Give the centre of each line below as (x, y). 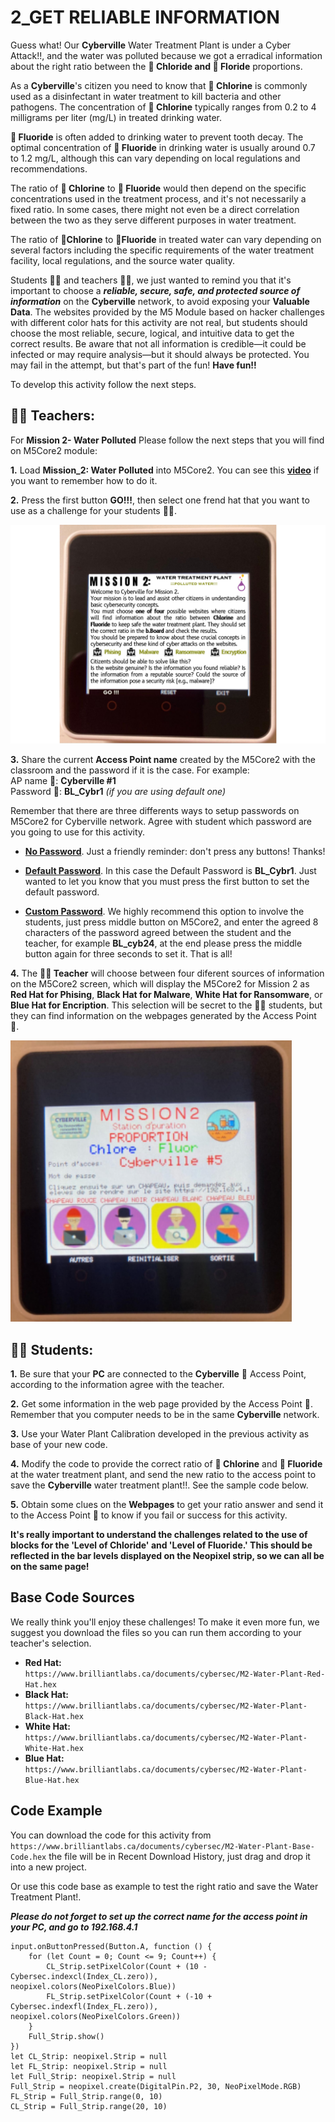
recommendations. (49, 168)
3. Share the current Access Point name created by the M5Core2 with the (163, 760)
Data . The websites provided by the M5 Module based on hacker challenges (167, 312)
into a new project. (48, 1867)
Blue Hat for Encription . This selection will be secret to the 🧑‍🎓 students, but (166, 1005)
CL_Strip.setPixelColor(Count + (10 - (127, 1966)
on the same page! (50, 1566)
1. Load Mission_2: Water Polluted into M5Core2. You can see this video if (165, 470)
